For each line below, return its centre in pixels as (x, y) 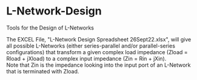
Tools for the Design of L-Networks (50, 28)
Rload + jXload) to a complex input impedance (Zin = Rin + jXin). (86, 58)
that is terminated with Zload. (43, 71)
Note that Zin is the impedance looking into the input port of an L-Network (98, 65)
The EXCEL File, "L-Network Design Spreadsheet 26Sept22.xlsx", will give (99, 39)
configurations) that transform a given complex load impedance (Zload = (97, 52)
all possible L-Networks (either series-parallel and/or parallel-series (91, 46)
